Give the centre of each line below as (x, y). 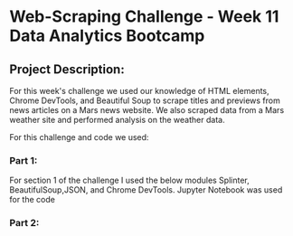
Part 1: (24, 160)
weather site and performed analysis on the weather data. (117, 120)
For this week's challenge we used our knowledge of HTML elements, (139, 91)
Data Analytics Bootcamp (107, 36)
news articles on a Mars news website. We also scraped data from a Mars (147, 110)
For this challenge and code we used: (79, 137)
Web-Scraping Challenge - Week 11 (144, 17)
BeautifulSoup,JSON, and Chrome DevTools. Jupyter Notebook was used (146, 190)
